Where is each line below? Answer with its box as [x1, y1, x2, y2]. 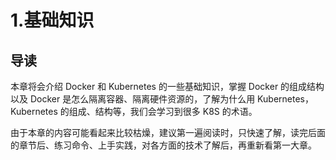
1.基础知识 [10, 9, 95, 32]
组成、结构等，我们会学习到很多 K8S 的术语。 [68, 106, 258, 117]
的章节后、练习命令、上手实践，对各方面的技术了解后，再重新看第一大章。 [10, 139, 317, 151]
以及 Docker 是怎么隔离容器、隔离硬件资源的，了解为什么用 [10, 93, 256, 105]
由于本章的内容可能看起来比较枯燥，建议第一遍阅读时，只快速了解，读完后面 [10, 127, 326, 138]
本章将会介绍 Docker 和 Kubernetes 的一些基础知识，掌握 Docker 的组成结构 [10, 81, 325, 92]
